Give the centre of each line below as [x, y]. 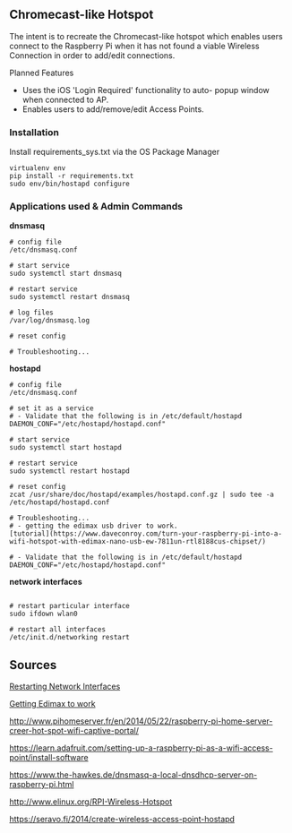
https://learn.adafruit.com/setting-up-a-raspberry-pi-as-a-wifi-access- [141, 748]
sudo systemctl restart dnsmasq [69, 297]
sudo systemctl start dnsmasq [66, 274]
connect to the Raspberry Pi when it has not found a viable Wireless [134, 46]
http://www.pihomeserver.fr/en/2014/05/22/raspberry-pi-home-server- [141, 721]
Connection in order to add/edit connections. [92, 55]
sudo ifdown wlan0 [43, 614]
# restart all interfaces [57, 630]
